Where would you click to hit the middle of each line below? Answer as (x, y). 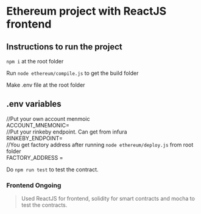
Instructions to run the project (65, 47)
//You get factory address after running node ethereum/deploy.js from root (100, 144)
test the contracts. (44, 205)
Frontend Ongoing (34, 185)
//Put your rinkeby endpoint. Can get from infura (67, 132)
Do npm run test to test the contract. (52, 169)
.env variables (34, 104)
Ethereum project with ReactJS (86, 11)
